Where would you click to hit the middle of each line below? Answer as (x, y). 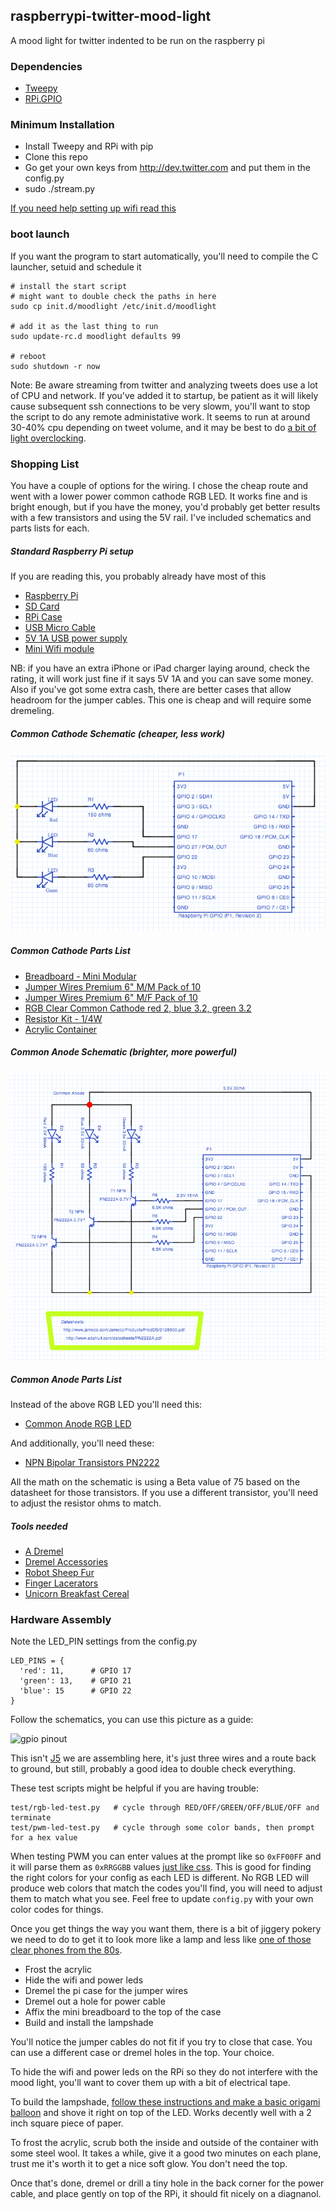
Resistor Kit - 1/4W (63, 1018)
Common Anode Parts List (66, 1379)
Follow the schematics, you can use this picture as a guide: (132, 1720)
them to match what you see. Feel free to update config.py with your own (162, 1899)
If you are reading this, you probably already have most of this (138, 576)
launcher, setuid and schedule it (76, 266)
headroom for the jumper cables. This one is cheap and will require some (161, 700)
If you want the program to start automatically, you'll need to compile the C (164, 256)
